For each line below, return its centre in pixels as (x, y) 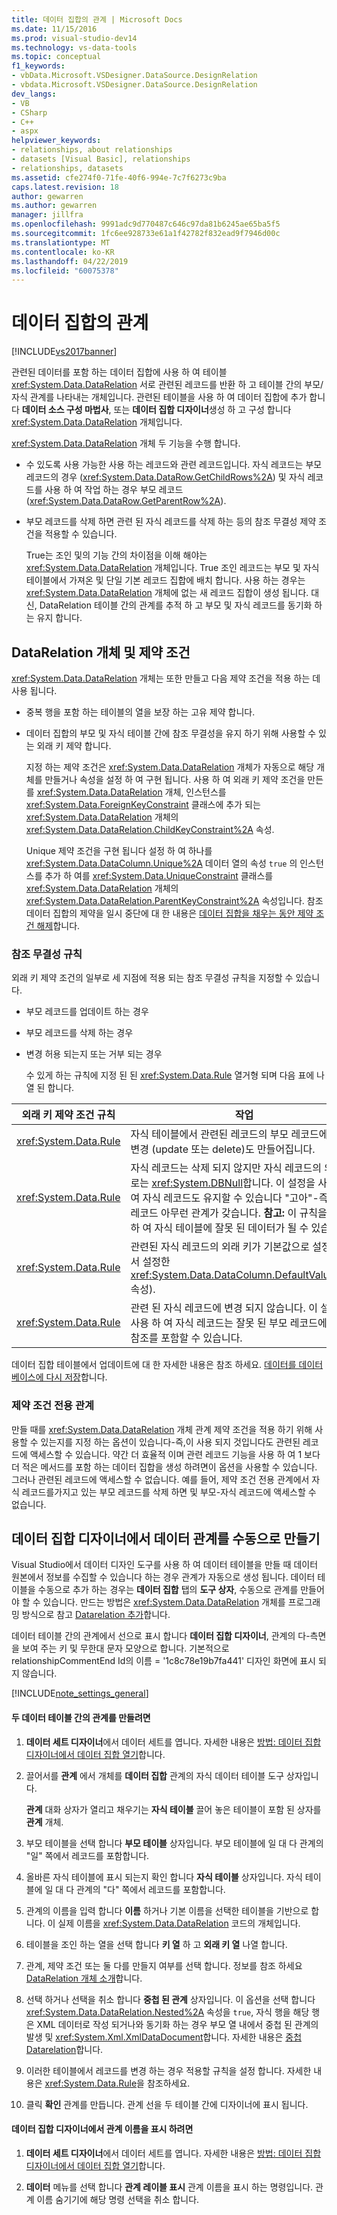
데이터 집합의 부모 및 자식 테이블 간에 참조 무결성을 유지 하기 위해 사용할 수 (171, 733)
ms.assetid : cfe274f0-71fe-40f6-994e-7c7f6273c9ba (119, 177)
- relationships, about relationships (92, 150)
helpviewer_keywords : (56, 141)
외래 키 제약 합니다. (74, 745)
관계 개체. (44, 1822)
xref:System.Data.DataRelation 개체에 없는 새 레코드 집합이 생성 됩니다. (167, 593)
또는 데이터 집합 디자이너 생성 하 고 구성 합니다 (202, 410)
